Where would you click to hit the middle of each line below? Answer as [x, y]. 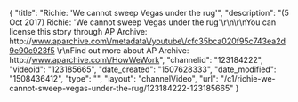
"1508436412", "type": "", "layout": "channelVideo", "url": [114, 78]
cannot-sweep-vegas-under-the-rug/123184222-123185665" [121, 88]
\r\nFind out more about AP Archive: [123, 51]
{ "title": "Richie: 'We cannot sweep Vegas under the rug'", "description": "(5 [149, 13]
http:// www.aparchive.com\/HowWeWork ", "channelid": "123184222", [137, 60]
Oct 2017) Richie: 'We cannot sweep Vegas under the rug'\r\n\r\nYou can [143, 22]
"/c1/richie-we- [248, 78]
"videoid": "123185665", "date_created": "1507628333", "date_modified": [143, 69]
